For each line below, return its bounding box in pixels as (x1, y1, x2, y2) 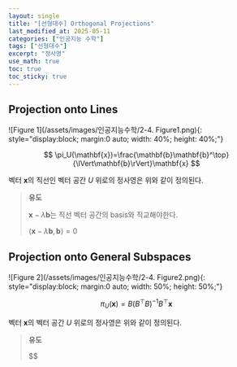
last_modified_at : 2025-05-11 (8, 27, 111, 35)
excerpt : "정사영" (8, 50, 66, 58)
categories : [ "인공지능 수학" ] (8, 34, 104, 43)
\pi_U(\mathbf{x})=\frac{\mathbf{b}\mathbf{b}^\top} (54, 150, 230, 159)
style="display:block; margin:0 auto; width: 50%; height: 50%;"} (8, 282, 223, 291)
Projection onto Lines (8, 103, 118, 116)
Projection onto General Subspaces (8, 250, 192, 264)
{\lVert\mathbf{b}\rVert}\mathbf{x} (72, 159, 189, 168)
